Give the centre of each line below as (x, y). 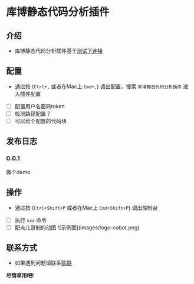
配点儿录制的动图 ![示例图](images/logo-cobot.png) (77, 228)
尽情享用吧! (20, 275)
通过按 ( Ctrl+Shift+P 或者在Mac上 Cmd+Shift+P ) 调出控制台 (86, 208)
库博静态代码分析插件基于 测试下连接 (59, 51)
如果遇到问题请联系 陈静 (43, 263)
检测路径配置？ (33, 113)
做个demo (18, 172)
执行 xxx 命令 (31, 220)
